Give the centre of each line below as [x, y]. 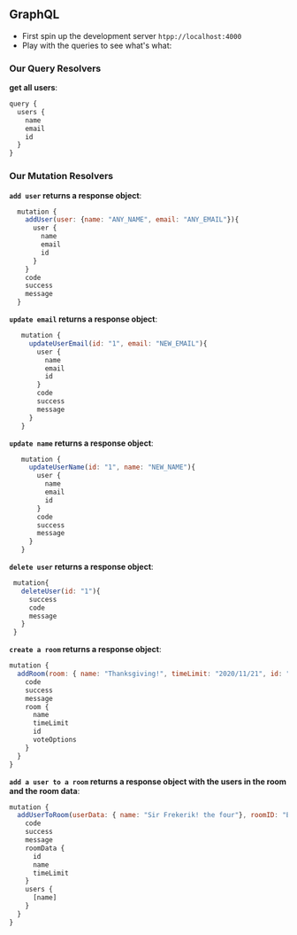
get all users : [34, 88]
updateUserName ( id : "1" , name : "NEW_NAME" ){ [112, 467]
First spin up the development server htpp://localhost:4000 [132, 35]
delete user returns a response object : [81, 567]
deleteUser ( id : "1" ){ [61, 591]
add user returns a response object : [76, 195]
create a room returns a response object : [85, 650]
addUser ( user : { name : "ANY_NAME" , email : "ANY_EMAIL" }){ [132, 220]
